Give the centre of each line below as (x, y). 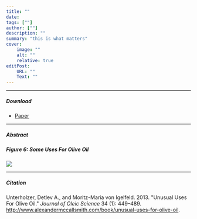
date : (13, 17)
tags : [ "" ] (19, 22)
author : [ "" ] (22, 28)
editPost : (18, 66)
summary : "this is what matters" (47, 39)
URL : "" (26, 71)
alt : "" (26, 55)
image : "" (29, 50)
